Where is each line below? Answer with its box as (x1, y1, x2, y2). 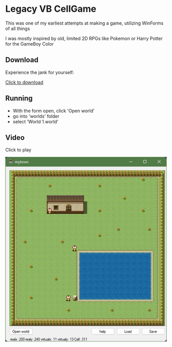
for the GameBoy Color (5, 40, 54, 47)
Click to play (5, 147, 32, 153)
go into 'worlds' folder (12, 113, 60, 119)
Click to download (5, 79, 44, 85)
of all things (5, 25, 30, 31)
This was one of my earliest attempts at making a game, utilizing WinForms (5, 20, 164, 26)
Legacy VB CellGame (5, 3, 97, 15)
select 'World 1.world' (12, 118, 59, 124)
